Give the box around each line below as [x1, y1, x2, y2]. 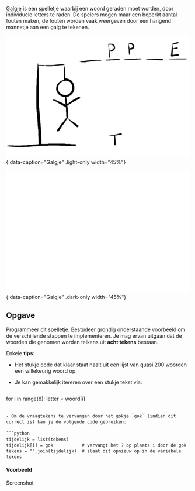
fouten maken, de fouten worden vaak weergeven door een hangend [6, 18, 171, 24]
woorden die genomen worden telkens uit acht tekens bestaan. [6, 338, 159, 345]
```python [6, 430, 30, 437]
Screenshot [6, 479, 34, 486]
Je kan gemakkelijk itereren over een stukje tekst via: [14, 379, 142, 386]
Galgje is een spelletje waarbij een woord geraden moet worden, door [6, 5, 174, 12]
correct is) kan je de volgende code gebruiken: [6, 418, 127, 425]
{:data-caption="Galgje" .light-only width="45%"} [6, 159, 126, 166]
